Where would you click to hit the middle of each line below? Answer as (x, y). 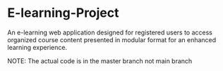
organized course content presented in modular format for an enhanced (112, 39)
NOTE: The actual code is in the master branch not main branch (100, 60)
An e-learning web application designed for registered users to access (110, 32)
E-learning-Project (63, 13)
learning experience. (37, 47)
